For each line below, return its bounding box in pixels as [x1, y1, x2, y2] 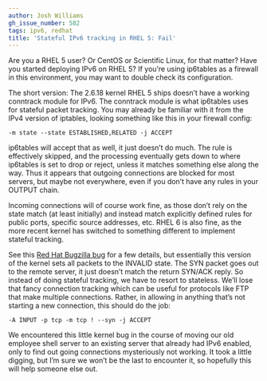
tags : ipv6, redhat [8, 26, 73, 34]
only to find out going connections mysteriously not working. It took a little [8, 348, 253, 357]
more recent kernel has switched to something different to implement [8, 226, 236, 236]
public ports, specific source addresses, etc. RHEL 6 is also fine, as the [8, 218, 241, 227]
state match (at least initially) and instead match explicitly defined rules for [8, 209, 253, 219]
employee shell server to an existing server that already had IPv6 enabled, [8, 339, 252, 348]
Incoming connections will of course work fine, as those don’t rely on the [8, 201, 248, 210]
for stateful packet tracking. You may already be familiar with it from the [8, 105, 244, 115]
